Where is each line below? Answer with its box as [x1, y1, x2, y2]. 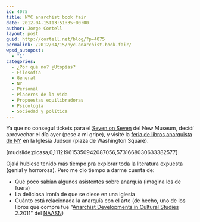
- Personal [11, 86, 39, 92]
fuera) [14, 185, 30, 192]
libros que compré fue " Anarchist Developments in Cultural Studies [14, 204, 179, 211]
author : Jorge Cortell [6, 25, 62, 32]
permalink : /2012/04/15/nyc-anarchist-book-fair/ [6, 42, 132, 48]
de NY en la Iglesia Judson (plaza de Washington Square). [6, 137, 149, 145]
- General [11, 75, 36, 81]
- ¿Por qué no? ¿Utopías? [11, 64, 76, 70]
